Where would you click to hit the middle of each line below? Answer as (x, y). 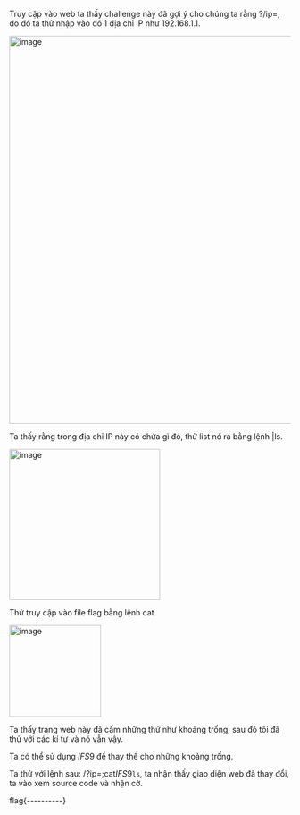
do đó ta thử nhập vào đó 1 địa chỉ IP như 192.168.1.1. (105, 23)
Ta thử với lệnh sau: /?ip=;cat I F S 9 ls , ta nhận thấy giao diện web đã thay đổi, (150, 773)
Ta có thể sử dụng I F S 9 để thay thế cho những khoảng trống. (121, 756)
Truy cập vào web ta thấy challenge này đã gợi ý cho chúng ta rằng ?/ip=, (145, 14)
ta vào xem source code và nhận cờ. (76, 783)
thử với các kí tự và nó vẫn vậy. (66, 739)
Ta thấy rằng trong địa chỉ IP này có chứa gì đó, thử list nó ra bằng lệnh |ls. (146, 437)
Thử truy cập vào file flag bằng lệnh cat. (83, 612)
